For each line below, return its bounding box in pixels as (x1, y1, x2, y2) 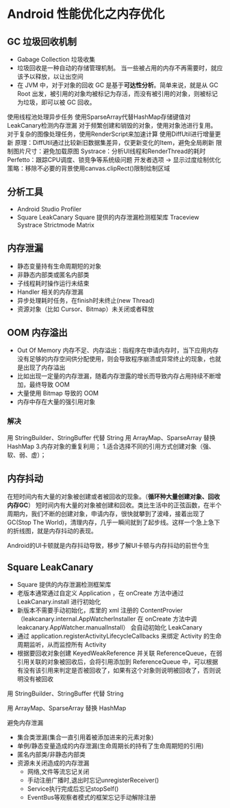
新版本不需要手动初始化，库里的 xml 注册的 (16, 606, 139, 614)
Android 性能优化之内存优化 (7, 6, 165, 22)
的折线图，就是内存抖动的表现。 (7, 527, 97, 535)
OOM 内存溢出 (7, 327, 68, 338)
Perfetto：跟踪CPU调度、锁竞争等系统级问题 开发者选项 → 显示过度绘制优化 (7, 156, 221, 163)
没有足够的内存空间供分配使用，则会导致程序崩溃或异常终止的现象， (16, 355, 209, 363)
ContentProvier (140, 606, 183, 614)
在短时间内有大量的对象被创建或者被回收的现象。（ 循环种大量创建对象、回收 (7, 492, 220, 500)
